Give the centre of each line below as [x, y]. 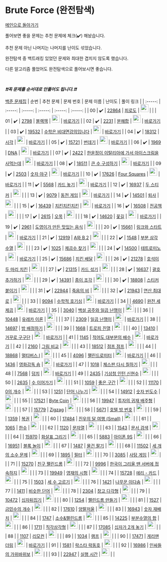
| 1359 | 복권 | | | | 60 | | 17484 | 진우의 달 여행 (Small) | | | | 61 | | [78, 418]
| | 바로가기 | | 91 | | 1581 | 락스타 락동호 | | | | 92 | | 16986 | [81, 545]
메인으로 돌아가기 [22, 25]
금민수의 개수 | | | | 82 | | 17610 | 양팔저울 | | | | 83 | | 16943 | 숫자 [79, 509]
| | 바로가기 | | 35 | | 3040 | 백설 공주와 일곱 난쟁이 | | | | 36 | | [84, 310]
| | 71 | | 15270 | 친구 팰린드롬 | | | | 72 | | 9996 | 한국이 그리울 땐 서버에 [80, 464]
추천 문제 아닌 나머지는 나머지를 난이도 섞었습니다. [54, 47]
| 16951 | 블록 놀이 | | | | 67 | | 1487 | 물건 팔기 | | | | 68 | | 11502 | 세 [81, 446]
